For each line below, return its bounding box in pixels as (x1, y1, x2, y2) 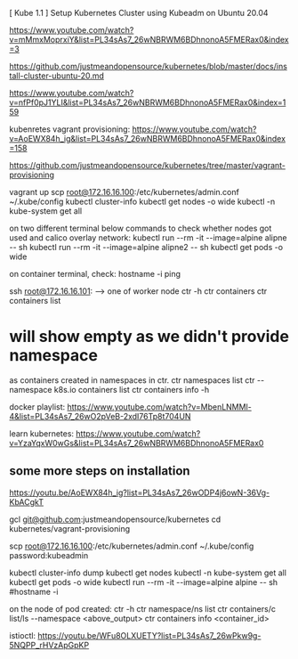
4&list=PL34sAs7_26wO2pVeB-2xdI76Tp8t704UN (9, 411, 191, 421)
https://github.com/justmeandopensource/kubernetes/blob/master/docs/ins (9, 61, 287, 71)
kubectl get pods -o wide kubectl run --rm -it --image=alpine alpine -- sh (9, 576, 278, 587)
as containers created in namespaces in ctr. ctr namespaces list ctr (9, 374, 255, 386)
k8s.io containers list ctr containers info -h (53, 384, 210, 395)
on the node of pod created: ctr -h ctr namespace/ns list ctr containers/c (9, 603, 276, 614)
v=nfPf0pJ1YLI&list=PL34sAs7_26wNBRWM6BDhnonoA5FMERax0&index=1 (9, 97, 286, 108)
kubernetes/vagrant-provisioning (9, 523, 131, 533)
